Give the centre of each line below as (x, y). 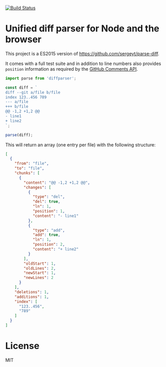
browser (23, 40)
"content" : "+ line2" (56, 249)
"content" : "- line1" (56, 216)
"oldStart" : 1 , (40, 264)
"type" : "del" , (49, 197)
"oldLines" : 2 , (40, 268)
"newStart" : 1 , (40, 273)
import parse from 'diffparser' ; (41, 78)
